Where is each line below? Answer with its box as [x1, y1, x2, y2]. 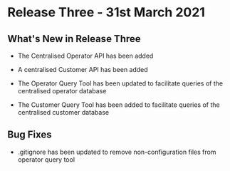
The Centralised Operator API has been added [17, 51, 154, 60]
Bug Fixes [7, 129, 52, 141]
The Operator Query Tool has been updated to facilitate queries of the [17, 79, 223, 88]
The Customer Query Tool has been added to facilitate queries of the [17, 100, 220, 109]
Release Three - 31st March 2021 [7, 4, 205, 21]
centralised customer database [17, 108, 109, 116]
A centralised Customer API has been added [17, 66, 148, 73]
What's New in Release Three [7, 33, 141, 45]
